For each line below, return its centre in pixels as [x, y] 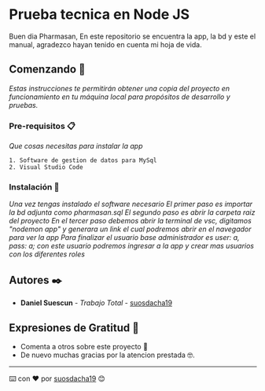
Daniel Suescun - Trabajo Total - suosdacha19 [96, 303]
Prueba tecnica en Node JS [99, 15]
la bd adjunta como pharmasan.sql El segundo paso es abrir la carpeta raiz [132, 212]
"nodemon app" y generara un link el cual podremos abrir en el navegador [130, 229]
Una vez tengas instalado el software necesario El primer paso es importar [131, 204]
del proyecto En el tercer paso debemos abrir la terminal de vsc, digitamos [131, 221]
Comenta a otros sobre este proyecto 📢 [84, 346]
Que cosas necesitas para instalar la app [76, 146]
